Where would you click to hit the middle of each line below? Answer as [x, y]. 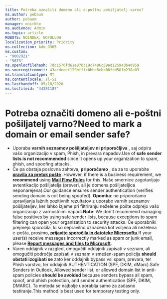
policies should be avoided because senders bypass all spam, [89, 275]
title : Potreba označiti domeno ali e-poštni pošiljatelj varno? [74, 10]
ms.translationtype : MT [30, 75]
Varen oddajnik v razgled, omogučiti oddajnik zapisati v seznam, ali [81, 249]
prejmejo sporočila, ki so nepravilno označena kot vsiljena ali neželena [84, 228]
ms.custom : [16, 51]
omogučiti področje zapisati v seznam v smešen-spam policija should [84, 254]
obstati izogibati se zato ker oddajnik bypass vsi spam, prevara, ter [82, 259]
